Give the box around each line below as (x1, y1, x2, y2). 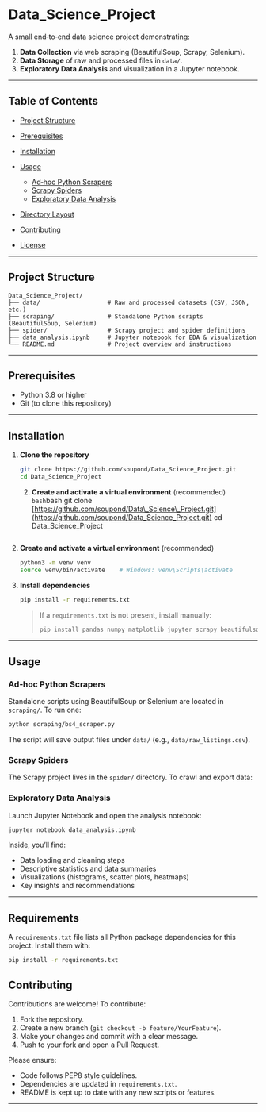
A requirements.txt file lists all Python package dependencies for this (8, 933, 236, 942)
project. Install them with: (8, 941, 91, 950)
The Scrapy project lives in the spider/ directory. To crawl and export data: (8, 772, 253, 783)
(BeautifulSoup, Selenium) (8, 319, 97, 327)
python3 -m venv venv (19, 558, 92, 567)
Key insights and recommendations (19, 881, 135, 891)
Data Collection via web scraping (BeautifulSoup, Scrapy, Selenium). (19, 47, 245, 56)
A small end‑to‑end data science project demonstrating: (8, 32, 190, 41)
